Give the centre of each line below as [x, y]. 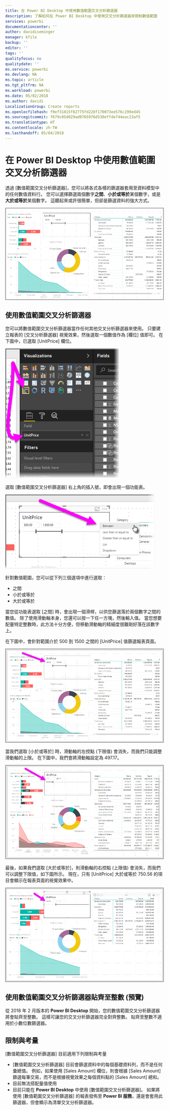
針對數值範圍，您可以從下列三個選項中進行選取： [56, 577]
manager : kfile [21, 37]
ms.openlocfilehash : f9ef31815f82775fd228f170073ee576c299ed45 [73, 112]
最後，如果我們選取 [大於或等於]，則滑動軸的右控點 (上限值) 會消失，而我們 [83, 868]
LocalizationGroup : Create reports [43, 106]
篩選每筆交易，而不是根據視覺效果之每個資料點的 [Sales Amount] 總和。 [87, 1077]
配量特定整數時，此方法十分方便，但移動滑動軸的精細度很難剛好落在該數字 [82, 624]
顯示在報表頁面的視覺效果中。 [45, 880]
